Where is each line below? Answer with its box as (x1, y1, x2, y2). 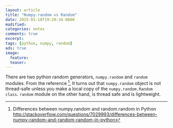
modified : (5, 22, 27, 27)
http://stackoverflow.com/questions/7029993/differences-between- (12, 111, 158, 117)
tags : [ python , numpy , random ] (5, 41, 73, 46)
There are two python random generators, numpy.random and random (5, 74, 148, 80)
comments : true (5, 31, 38, 36)
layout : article (5, 7, 40, 13)
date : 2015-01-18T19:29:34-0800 (5, 17, 75, 22)
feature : (10, 55, 29, 60)
